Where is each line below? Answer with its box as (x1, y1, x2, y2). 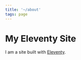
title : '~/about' (5, 7, 41, 12)
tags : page (5, 12, 28, 17)
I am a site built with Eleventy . (5, 49, 66, 55)
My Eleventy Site (5, 33, 76, 44)
